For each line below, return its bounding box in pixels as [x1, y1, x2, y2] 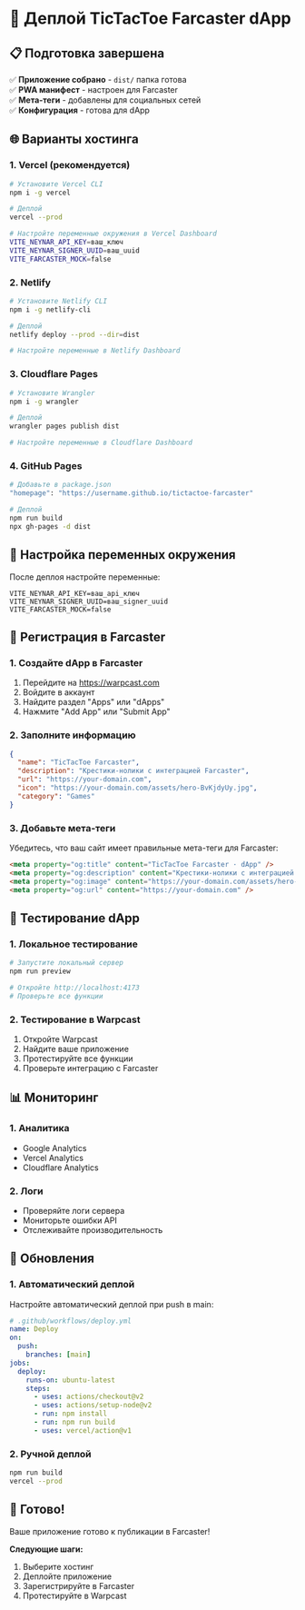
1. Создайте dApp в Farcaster [9, 656, 143, 669]
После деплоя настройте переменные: [9, 571, 161, 582]
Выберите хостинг [22, 1561, 94, 1572]
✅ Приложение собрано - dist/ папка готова [9, 75, 188, 84]
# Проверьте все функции [9, 991, 103, 1000]
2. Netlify [9, 276, 52, 289]
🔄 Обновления [9, 1251, 95, 1267]
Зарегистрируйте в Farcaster [22, 1580, 134, 1591]
